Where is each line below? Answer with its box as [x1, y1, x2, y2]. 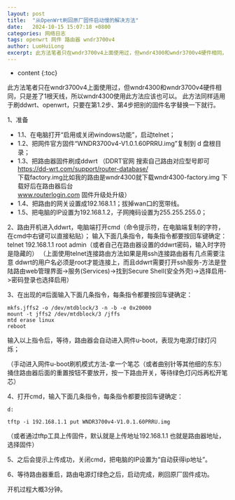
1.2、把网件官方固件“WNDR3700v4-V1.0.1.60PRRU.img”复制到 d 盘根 [17, 139, 215, 147]
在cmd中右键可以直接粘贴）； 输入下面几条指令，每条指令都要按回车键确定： [7, 231, 227, 240]
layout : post [7, 10, 45, 18]
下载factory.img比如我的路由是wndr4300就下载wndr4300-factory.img [17, 173, 220, 181]
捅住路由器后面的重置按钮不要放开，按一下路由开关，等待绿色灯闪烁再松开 [7, 368, 222, 377]
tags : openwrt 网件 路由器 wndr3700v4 [7, 36, 115, 43]
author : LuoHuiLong [7, 43, 64, 50]
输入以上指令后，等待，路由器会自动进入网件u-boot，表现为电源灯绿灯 [7, 336, 211, 344]
